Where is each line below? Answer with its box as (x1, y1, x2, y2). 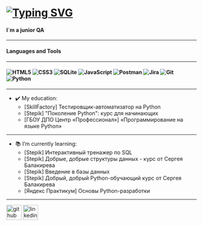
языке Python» (24, 122, 62, 130)
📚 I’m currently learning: (14, 140, 77, 147)
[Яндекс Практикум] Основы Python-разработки (24, 187, 150, 194)
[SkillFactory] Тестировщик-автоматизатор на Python (24, 103, 161, 110)
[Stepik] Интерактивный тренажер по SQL (24, 148, 133, 156)
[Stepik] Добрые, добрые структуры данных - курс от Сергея (24, 155, 183, 162)
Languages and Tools (6, 47, 62, 54)
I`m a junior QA (6, 26, 44, 33)
